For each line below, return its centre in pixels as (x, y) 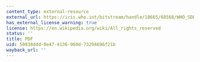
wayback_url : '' (26, 50)
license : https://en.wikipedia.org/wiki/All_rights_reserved (84, 28)
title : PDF (20, 39)
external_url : (24, 17)
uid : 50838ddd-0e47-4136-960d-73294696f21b (61, 45)
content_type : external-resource (48, 12)
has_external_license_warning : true (51, 22)
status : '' (20, 34)
